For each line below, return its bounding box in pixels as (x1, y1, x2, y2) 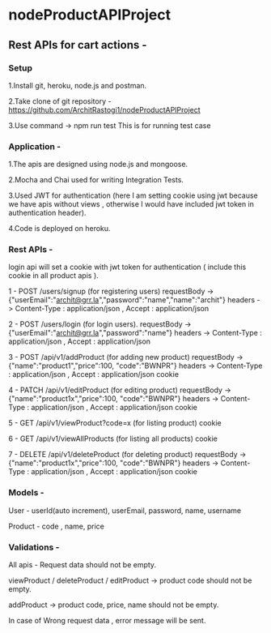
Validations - (8, 541, 60, 553)
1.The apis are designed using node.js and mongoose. (8, 160, 188, 169)
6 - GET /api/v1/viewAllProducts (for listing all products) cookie (8, 434, 218, 443)
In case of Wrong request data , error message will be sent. (8, 616, 206, 626)
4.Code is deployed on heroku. (8, 224, 111, 233)
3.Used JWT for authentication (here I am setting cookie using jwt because (8, 190, 259, 200)
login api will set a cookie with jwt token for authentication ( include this (8, 262, 247, 272)
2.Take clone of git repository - (8, 96, 112, 106)
